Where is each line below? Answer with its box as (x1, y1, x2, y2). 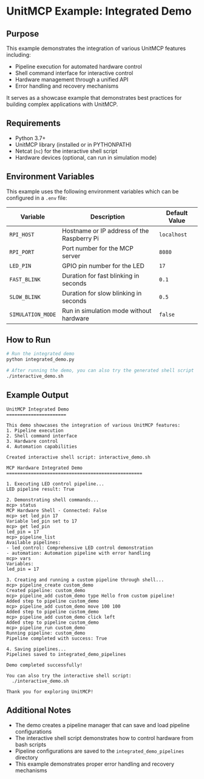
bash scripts (15, 741, 47, 748)
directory (15, 753, 38, 761)
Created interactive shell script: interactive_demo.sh (6, 454, 151, 460)
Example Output (6, 390, 69, 400)
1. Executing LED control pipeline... (6, 481, 104, 487)
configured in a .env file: (6, 194, 67, 202)
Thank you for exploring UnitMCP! (6, 688, 94, 695)
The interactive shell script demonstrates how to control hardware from (15, 734, 194, 741)
